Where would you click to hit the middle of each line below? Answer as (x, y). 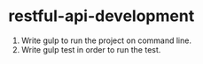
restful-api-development (101, 16)
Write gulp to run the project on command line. (106, 40)
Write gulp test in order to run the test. (91, 49)
